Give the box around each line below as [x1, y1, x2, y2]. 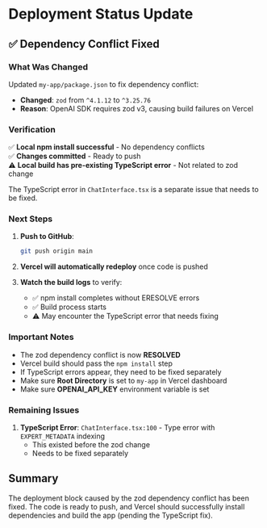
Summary [8, 471, 59, 485]
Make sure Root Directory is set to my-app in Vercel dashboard [19, 375, 227, 385]
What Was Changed [8, 61, 89, 73]
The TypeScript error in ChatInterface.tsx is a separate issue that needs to [8, 185, 260, 195]
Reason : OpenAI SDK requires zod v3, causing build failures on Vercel [19, 103, 254, 113]
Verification [8, 124, 56, 135]
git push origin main [19, 247, 93, 255]
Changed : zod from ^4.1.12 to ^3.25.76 [19, 94, 152, 105]
